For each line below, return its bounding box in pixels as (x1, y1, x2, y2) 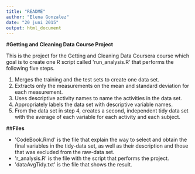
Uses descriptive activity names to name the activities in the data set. (14, 95, 183, 102)
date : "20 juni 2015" (6, 19, 59, 25)
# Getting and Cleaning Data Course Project (6, 41, 113, 48)
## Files (6, 125, 25, 132)
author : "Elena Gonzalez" (6, 14, 69, 20)
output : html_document (6, 25, 61, 31)
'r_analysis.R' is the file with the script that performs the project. (14, 155, 169, 162)
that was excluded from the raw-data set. (14, 149, 115, 156)
